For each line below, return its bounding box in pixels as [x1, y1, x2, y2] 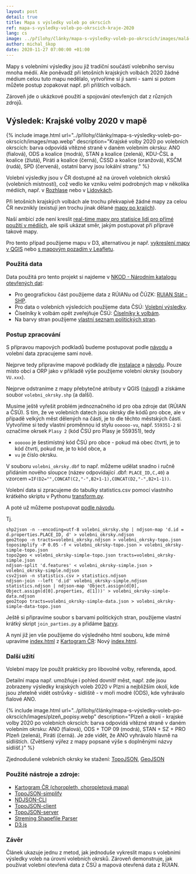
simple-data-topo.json [6, 604, 61, 610]
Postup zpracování [6, 330, 61, 339]
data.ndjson [6, 593, 35, 599]
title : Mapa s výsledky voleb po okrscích [6, 19, 111, 25]
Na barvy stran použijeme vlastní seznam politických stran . [14, 316, 157, 323]
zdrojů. [6, 99, 23, 106]
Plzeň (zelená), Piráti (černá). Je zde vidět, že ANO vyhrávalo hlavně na [6, 732, 178, 739]
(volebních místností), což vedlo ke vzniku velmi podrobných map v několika [6, 180, 190, 187]
